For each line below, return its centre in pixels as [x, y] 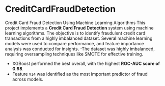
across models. [28, 79]
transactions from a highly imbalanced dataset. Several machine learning [79, 38]
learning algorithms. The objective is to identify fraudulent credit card [75, 33]
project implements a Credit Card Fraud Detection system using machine [79, 28]
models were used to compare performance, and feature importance [75, 43]
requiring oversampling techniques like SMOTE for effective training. [74, 54]
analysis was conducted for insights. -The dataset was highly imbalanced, [80, 49]
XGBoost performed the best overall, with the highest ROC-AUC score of [86, 63]
